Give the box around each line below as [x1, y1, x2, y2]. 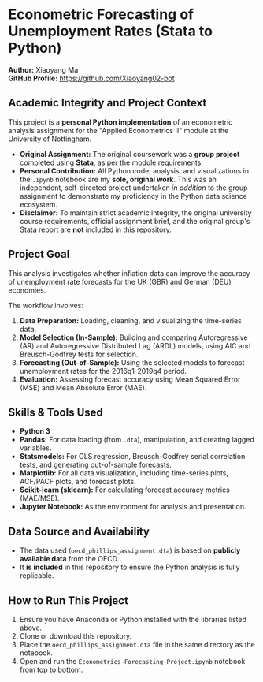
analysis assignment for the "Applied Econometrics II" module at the [8, 125, 229, 135]
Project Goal [8, 248, 70, 261]
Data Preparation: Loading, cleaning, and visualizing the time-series [19, 315, 242, 325]
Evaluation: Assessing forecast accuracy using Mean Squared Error [19, 375, 241, 384]
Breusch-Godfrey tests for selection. [19, 349, 139, 359]
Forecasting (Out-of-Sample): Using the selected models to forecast [19, 357, 245, 367]
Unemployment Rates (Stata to [8, 22, 213, 40]
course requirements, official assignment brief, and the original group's [19, 216, 250, 225]
